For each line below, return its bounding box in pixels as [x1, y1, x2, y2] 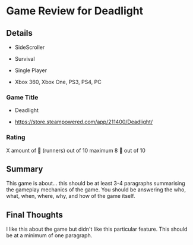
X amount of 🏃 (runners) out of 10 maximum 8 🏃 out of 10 [6, 147, 145, 154]
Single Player [14, 67, 48, 74]
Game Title [6, 93, 39, 101]
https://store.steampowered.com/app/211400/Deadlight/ [14, 118, 153, 126]
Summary [6, 164, 43, 174]
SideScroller [14, 44, 45, 51]
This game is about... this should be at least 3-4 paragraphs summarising [6, 180, 185, 187]
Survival [14, 55, 35, 62]
